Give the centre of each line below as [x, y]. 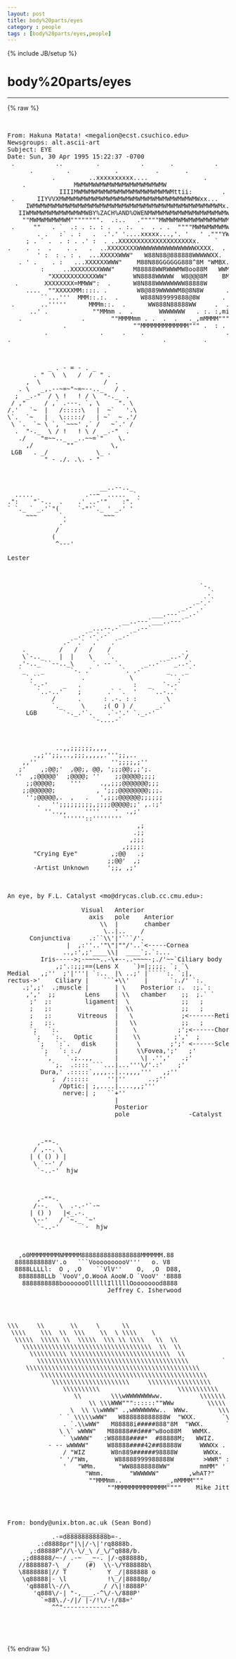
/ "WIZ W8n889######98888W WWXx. [143, 1452]
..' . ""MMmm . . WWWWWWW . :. [120, 312]
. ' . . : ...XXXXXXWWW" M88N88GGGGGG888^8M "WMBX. [124, 262]
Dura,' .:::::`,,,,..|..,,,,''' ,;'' [109, 1072]
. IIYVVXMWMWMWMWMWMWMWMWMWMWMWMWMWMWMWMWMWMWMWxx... [115, 199]
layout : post [26, 14]
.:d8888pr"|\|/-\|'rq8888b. [85, 1544]
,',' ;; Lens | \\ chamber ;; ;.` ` [120, 995]
